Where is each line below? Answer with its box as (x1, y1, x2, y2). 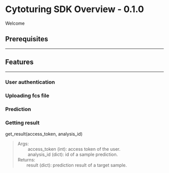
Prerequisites (5, 35, 48, 43)
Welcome (5, 20, 25, 26)
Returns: (17, 156, 35, 162)
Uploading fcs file (5, 92, 49, 99)
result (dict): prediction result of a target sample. (26, 162, 127, 168)
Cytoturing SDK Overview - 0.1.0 (5, 4, 144, 15)
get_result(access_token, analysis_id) (5, 131, 83, 137)
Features (5, 58, 34, 67)
